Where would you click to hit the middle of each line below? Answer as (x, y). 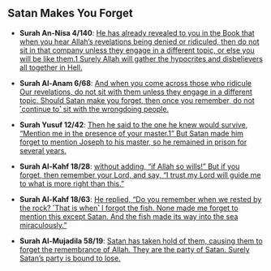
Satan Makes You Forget (70, 13)
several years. (43, 150)
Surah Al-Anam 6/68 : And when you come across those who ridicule (135, 83)
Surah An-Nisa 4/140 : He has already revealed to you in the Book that (137, 32)
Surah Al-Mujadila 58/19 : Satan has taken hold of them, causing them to (141, 241)
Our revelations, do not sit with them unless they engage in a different (136, 92)
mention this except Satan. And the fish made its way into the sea (129, 216)
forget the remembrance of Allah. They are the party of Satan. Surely (134, 249)
